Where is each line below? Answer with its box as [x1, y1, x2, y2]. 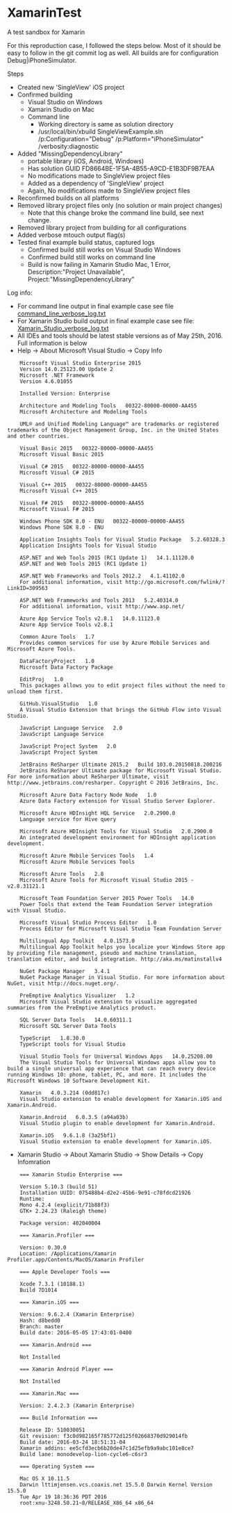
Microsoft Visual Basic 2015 [19, 450, 104, 458]
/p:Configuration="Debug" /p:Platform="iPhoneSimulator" [38, 134, 204, 143]
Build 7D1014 [19, 1286, 58, 1293]
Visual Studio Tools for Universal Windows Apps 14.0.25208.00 [19, 1053, 213, 1060]
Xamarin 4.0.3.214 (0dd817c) [19, 1089, 110, 1096]
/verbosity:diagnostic [38, 142, 99, 150]
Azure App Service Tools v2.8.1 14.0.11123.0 [19, 615, 160, 622]
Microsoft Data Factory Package [19, 664, 113, 671]
